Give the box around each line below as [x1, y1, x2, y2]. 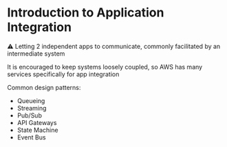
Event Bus [17, 133, 46, 142]
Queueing [17, 96, 45, 104]
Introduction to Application [7, 5, 164, 21]
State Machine [17, 126, 58, 134]
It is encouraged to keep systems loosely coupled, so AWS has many [7, 63, 203, 71]
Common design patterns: [7, 83, 81, 91]
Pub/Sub [17, 111, 43, 120]
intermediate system [7, 49, 65, 58]
